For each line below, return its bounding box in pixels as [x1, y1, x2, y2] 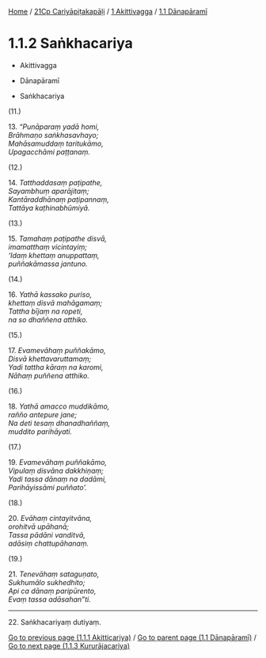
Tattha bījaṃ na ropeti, [8, 306, 83, 316]
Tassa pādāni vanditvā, [8, 530, 85, 539]
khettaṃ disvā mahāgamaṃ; [8, 298, 103, 307]
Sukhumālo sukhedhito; [8, 577, 85, 587]
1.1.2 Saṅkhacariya [8, 35, 133, 52]
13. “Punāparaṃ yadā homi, [8, 122, 100, 131]
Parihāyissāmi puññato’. [8, 482, 87, 492]
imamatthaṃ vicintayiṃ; [8, 242, 87, 252]
